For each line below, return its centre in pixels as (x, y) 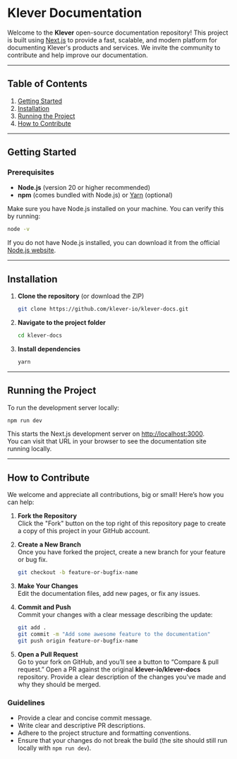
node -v (19, 229)
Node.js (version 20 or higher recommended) (84, 188)
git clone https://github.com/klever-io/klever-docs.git (103, 309)
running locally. (30, 449)
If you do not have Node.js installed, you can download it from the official (114, 243)
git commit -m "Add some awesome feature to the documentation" (114, 634)
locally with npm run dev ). (54, 748)
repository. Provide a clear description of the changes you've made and (122, 676)
